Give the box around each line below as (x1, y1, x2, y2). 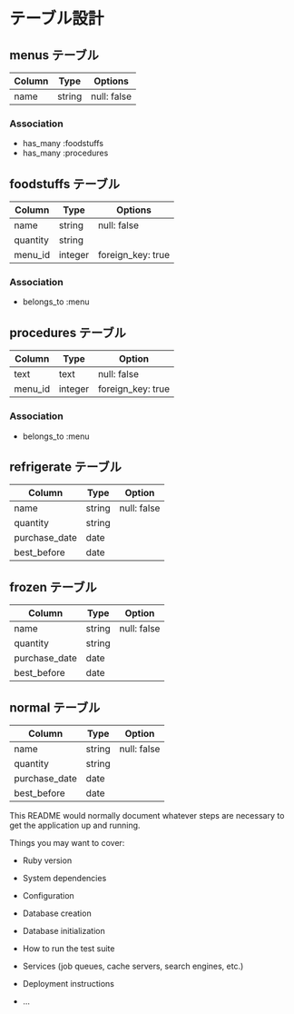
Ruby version (22, 855, 73, 866)
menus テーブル (9, 47, 100, 63)
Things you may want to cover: (9, 837, 125, 848)
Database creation (22, 908, 93, 919)
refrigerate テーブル (9, 459, 122, 474)
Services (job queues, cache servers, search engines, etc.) (22, 960, 244, 971)
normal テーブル (9, 700, 101, 715)
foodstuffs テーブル (9, 176, 121, 192)
